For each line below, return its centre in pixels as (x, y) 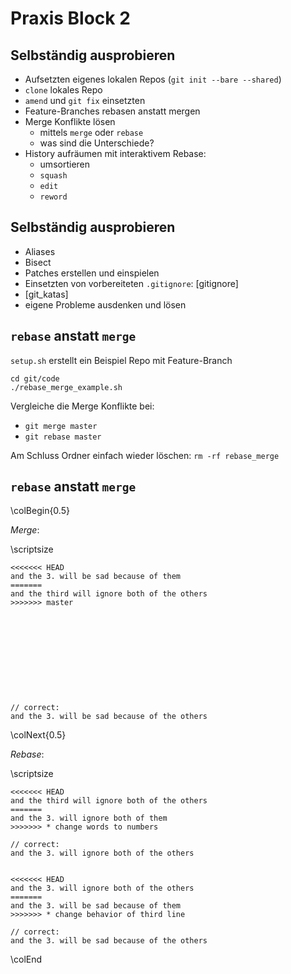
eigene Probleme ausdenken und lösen (105, 304)
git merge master (61, 426)
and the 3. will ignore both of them (89, 818)
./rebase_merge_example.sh (66, 387)
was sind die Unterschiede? (97, 143)
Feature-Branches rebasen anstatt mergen (112, 111)
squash (53, 176)
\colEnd (26, 959)
